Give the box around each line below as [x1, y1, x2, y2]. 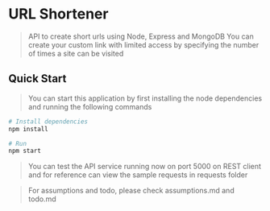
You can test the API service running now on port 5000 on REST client [27, 162, 262, 172]
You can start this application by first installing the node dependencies [27, 93, 263, 103]
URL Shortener [8, 5, 109, 23]
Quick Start [8, 72, 67, 85]
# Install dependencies [8, 118, 89, 126]
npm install [8, 125, 48, 133]
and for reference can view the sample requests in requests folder [27, 170, 248, 180]
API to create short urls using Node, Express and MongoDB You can [27, 31, 254, 41]
